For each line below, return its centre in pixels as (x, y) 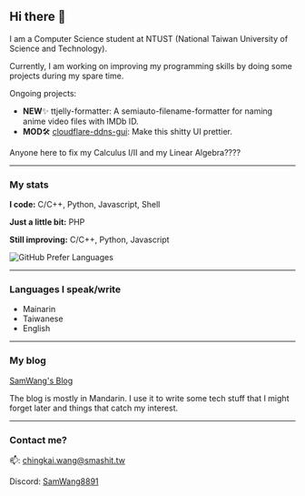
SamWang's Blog (41, 380)
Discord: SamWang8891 (54, 481)
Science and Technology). (58, 48)
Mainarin (39, 309)
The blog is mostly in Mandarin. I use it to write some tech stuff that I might (149, 398)
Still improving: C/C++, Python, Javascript (89, 240)
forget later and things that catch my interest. (94, 408)
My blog (28, 360)
